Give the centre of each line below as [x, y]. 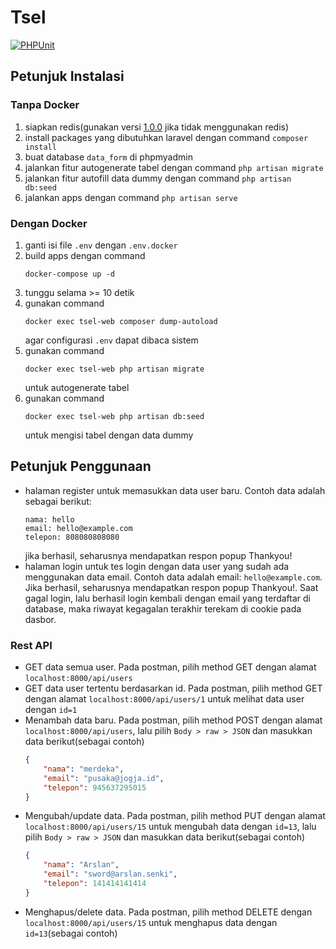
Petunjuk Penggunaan [81, 466]
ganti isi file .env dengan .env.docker [101, 245]
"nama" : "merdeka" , [84, 769]
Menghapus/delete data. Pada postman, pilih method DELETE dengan [168, 912]
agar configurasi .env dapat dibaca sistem [111, 340]
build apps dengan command [85, 255]
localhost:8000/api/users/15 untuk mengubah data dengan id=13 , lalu [170, 827]
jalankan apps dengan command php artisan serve [131, 197]
